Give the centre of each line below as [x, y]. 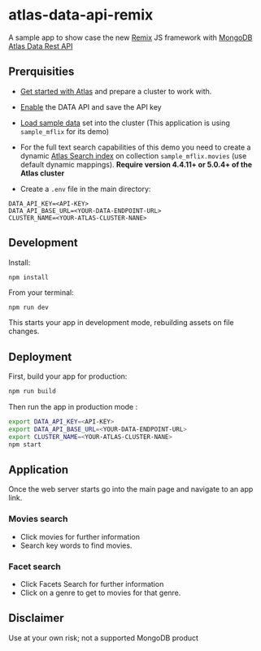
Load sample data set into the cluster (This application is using [125, 123]
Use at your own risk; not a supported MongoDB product [104, 638]
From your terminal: [41, 292]
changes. [24, 332]
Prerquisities [41, 72]
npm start [25, 445]
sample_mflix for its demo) [65, 131]
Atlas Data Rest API [41, 46]
